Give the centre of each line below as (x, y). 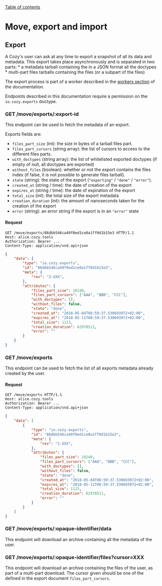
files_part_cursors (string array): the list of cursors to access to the (81, 149)
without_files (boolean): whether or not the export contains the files (81, 170)
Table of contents (23, 7)
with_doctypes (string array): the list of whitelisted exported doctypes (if (84, 159)
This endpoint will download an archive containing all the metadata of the (79, 539)
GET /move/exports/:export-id (42, 114)
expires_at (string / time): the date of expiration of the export (73, 191)
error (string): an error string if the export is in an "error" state (75, 211)
